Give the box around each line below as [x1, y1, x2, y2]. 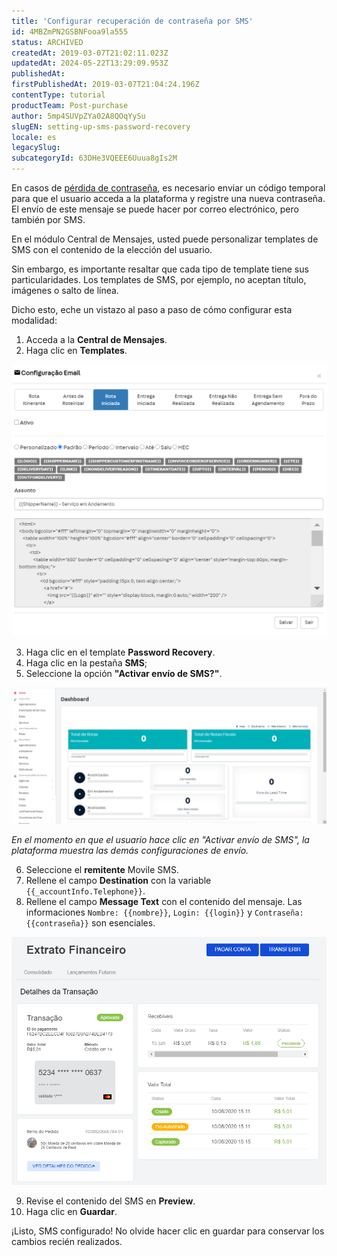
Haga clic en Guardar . [25, 1206, 118, 1218]
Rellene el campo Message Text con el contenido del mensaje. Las [25, 896, 303, 908]
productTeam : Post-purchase [11, 100, 129, 110]
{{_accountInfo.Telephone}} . [25, 885, 146, 897]
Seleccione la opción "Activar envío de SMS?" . [25, 667, 223, 679]
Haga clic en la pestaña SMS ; [25, 656, 148, 669]
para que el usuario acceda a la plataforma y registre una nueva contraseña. [11, 193, 326, 204]
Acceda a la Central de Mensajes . [25, 334, 168, 345]
